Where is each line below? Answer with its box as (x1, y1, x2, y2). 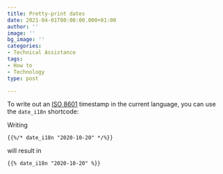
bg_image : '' (7, 36, 45, 43)
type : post (7, 74, 39, 82)
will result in (7, 147, 42, 155)
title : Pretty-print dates (7, 10, 85, 17)
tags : (7, 56, 23, 63)
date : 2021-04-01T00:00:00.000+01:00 (7, 17, 117, 24)
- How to (7, 62, 33, 69)
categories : (7, 42, 42, 49)
